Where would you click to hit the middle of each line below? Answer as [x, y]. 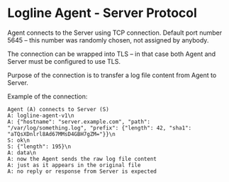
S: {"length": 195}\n [39, 147]
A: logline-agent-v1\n [41, 115]
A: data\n [22, 153]
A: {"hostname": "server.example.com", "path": [79, 122]
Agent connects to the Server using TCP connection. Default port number [114, 33]
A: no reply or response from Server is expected [82, 171]
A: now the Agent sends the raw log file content [82, 159]
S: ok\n [19, 140]
